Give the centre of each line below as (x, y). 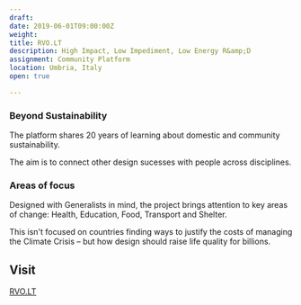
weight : (24, 34)
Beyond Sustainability (58, 115)
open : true (30, 76)
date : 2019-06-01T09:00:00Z (62, 26)
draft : (22, 18)
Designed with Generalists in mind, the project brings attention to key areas (149, 205)
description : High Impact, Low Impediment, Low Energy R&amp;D (130, 51)
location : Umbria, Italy (56, 68)
